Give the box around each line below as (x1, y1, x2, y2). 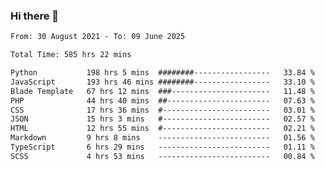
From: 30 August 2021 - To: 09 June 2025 (10, 32, 186, 42)
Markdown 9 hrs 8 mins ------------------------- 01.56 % (10, 133, 315, 143)
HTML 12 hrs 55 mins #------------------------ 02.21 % (10, 124, 315, 134)
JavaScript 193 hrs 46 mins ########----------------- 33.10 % (10, 77, 315, 87)
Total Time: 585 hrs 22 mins (10, 50, 132, 60)
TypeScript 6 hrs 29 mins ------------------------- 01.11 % (10, 142, 315, 153)
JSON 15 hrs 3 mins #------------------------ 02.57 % (10, 114, 315, 124)
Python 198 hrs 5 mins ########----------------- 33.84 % (10, 68, 315, 78)
